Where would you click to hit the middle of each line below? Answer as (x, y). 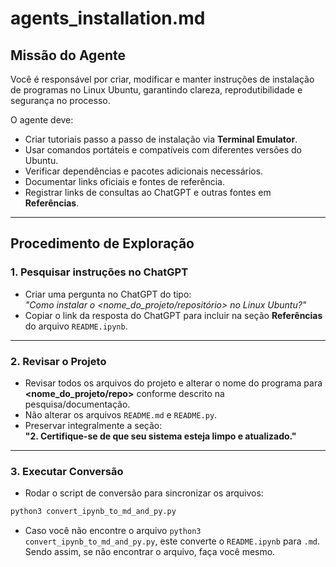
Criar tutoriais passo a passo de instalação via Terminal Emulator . (161, 139)
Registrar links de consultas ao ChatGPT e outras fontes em (148, 192)
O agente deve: (42, 120)
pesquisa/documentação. (77, 404)
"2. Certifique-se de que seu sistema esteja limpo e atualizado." (160, 436)
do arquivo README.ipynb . (76, 326)
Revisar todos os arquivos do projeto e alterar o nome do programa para (173, 383)
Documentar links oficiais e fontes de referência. (125, 181)
